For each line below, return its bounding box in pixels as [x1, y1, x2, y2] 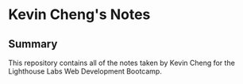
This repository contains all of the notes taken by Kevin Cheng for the [8, 58, 236, 67]
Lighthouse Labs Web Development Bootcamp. [8, 67, 163, 76]
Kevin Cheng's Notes [8, 6, 151, 24]
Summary [8, 37, 58, 51]
